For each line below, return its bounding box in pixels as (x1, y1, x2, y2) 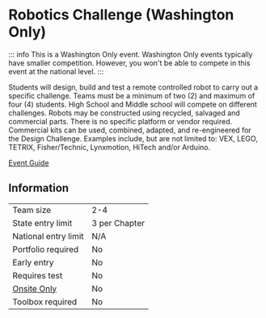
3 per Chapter (91, 217, 146, 228)
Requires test (12, 270, 63, 281)
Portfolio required (12, 244, 79, 255)
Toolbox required (12, 296, 78, 308)
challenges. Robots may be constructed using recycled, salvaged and (8, 107, 240, 118)
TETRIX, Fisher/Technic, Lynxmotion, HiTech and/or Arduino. (8, 142, 211, 152)
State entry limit (12, 217, 73, 228)
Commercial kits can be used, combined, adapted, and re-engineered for (8, 125, 252, 135)
